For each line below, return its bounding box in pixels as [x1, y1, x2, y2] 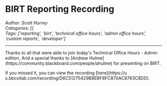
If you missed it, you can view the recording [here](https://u [5, 70, 128, 76]
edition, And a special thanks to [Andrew [5, 55, 88, 61]
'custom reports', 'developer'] [5, 36, 66, 42]
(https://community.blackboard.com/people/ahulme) [5, 60, 113, 66]
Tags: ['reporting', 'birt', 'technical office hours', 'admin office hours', [5, 30, 146, 36]
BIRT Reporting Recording [5, 3, 114, 15]
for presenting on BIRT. [113, 60, 161, 66]
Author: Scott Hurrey [5, 20, 48, 26]
